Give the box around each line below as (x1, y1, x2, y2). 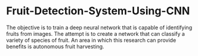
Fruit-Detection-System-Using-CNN (6, 4, 190, 18)
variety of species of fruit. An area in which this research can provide (6, 36, 177, 43)
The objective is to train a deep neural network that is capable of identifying (6, 24, 193, 31)
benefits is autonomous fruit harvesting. (6, 43, 104, 50)
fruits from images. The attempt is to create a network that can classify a (6, 30, 185, 37)
